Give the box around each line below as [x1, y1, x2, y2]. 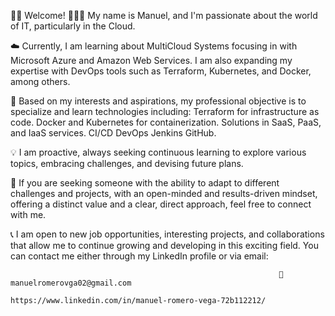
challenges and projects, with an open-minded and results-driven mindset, [10, 188, 318, 199]
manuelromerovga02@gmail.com [10, 278, 132, 288]
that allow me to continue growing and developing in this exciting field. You [10, 240, 319, 251]
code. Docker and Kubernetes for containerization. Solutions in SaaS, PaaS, [10, 116, 322, 128]
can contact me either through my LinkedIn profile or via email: [10, 250, 269, 262]
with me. [10, 209, 47, 220]
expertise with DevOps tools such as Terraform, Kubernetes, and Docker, [10, 65, 312, 77]
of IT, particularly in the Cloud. [10, 20, 136, 32]
